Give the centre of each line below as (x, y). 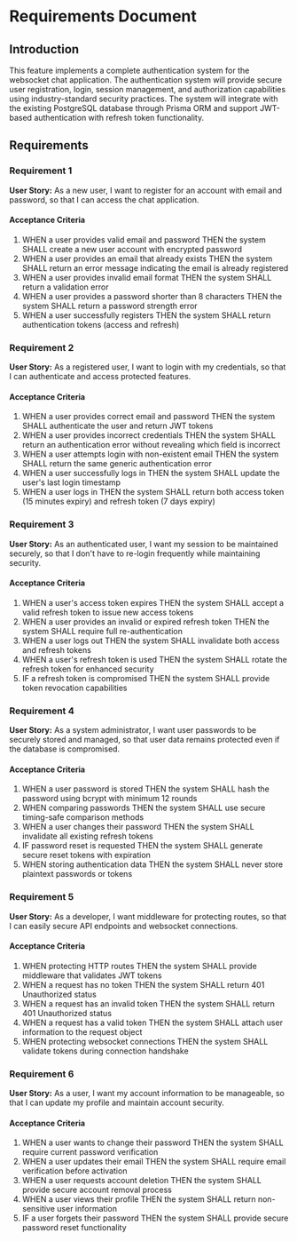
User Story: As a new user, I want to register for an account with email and (145, 190)
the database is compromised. (65, 749)
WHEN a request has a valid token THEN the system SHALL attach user (152, 1022)
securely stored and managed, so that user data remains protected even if (145, 740)
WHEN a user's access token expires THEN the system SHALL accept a (153, 602)
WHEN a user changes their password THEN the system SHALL (138, 827)
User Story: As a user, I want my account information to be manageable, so (147, 1094)
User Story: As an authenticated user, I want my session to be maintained (144, 544)
